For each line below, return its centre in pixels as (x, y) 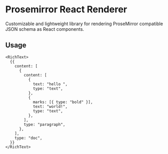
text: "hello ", (50, 84)
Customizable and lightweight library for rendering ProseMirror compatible (84, 24)
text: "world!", (50, 106)
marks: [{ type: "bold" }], (63, 102)
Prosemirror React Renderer (66, 9)
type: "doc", (29, 138)
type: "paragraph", (45, 124)
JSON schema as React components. (45, 29)
